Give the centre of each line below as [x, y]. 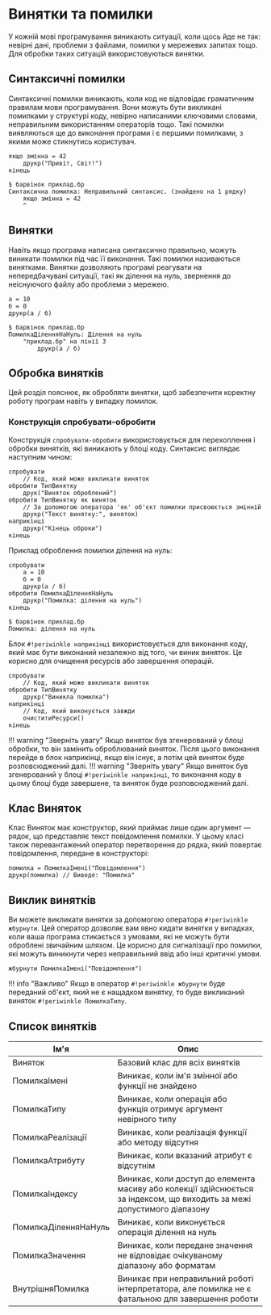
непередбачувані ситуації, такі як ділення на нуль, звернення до [120, 275]
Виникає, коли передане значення [185, 1246]
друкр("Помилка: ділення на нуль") [83, 600]
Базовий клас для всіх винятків [179, 1063]
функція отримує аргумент [170, 1109]
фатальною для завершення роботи [188, 1299]
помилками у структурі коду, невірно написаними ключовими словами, [133, 116]
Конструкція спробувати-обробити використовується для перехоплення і [132, 439]
